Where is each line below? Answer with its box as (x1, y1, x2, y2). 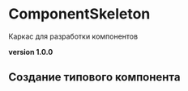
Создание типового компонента (8, 70, 181, 85)
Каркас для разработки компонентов (8, 31, 139, 41)
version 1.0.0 (8, 47, 53, 56)
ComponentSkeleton (8, 5, 151, 23)
